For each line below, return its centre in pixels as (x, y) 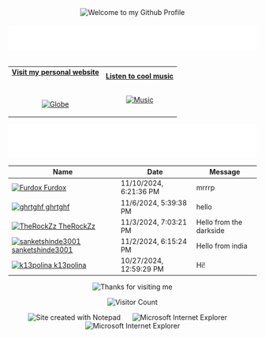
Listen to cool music (140, 76)
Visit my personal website (56, 72)
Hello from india (222, 246)
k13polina (70, 265)
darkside (210, 230)
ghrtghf (58, 207)
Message (225, 172)
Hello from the (219, 222)
